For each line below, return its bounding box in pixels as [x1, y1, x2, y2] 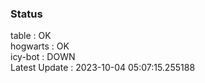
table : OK [10, 30, 52, 42]
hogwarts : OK [10, 40, 70, 52]
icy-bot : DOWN [10, 51, 76, 63]
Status [10, 7, 43, 21]
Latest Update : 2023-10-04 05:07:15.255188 [10, 62, 196, 74]
